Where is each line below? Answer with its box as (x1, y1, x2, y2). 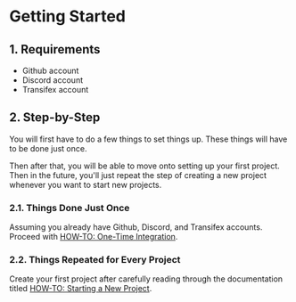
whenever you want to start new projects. (9, 179, 162, 190)
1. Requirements (9, 42, 101, 57)
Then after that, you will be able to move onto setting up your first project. (9, 160, 281, 171)
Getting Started (9, 6, 127, 27)
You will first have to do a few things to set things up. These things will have (9, 134, 288, 144)
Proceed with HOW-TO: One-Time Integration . (9, 232, 178, 242)
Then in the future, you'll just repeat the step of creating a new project (9, 169, 267, 180)
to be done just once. (9, 143, 87, 153)
